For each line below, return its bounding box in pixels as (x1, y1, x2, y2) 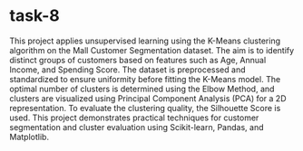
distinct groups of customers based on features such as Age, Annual (9, 54, 267, 65)
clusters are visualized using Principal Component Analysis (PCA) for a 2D (9, 92, 287, 104)
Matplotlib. (9, 131, 50, 142)
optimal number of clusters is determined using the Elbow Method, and (9, 83, 275, 94)
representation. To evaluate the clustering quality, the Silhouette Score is (9, 102, 281, 113)
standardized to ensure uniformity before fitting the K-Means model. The (9, 73, 281, 84)
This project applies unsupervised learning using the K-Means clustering (9, 35, 281, 46)
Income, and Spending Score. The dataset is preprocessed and (9, 64, 246, 75)
